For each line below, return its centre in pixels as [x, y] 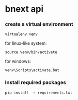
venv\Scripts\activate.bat [32, 70]
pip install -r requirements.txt [39, 93]
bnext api [24, 9]
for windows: [18, 61]
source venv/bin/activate [31, 52]
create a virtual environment [39, 24]
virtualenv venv [21, 34]
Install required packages [36, 82]
